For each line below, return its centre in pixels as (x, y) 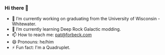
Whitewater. (24, 24)
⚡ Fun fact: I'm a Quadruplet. (41, 48)
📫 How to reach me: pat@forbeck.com (52, 35)
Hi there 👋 (17, 8)
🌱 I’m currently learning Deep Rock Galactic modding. (66, 29)
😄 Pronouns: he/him (33, 42)
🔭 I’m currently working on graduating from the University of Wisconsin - (86, 19)
